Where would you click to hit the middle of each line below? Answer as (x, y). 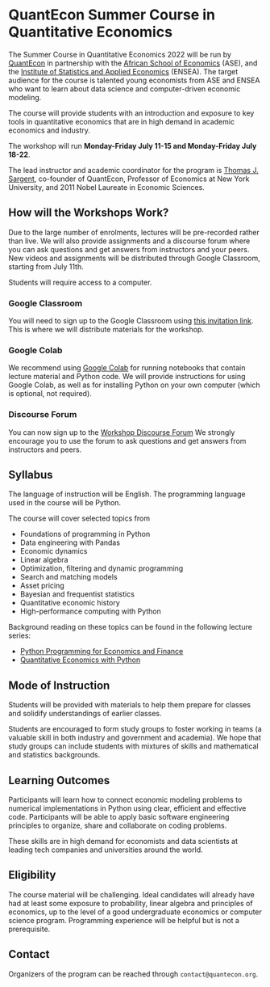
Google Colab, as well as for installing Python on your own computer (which (134, 385)
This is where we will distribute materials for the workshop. (106, 330)
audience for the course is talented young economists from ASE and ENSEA (134, 80)
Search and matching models (69, 577)
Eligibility (32, 875)
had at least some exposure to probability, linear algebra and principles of (131, 903)
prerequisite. (29, 929)
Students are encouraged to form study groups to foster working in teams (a (135, 729)
